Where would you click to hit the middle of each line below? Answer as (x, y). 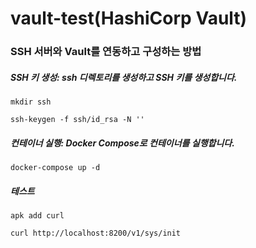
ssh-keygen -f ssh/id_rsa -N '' (77, 120)
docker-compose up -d (55, 168)
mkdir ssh (31, 102)
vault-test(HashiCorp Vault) (129, 18)
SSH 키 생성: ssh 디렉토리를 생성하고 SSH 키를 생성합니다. (124, 77)
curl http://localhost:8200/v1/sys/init (96, 233)
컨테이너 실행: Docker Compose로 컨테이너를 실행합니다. (122, 143)
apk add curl (37, 216)
